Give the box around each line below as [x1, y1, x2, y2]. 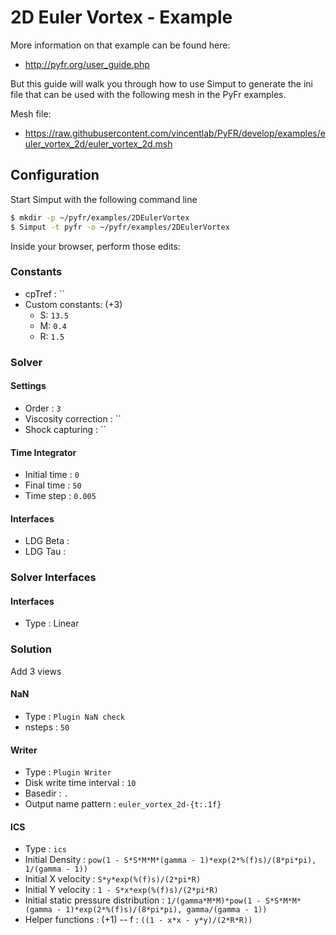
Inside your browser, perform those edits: [10, 240, 181, 252]
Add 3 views [10, 665, 62, 677]
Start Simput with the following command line [10, 193, 198, 205]
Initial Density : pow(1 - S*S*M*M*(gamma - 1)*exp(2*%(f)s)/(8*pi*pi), [24, 854, 317, 866]
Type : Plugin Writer [24, 766, 112, 778]
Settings [10, 380, 47, 392]
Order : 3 [24, 402, 62, 414]
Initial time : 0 [24, 469, 80, 481]
